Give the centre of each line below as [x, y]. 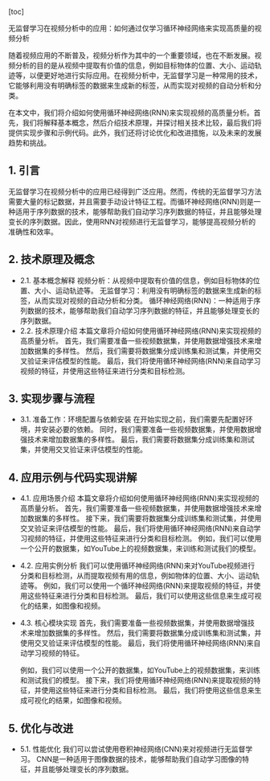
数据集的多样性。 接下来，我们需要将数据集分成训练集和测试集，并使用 [144, 519]
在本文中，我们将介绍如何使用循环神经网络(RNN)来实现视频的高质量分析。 [131, 113]
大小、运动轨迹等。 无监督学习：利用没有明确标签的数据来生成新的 [144, 290]
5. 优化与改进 [41, 728]
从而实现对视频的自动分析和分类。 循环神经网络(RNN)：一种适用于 [144, 300]
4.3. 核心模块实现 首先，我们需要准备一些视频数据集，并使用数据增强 [134, 623]
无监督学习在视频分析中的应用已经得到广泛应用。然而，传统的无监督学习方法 [135, 191]
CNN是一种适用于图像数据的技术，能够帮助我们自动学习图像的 [139, 759]
